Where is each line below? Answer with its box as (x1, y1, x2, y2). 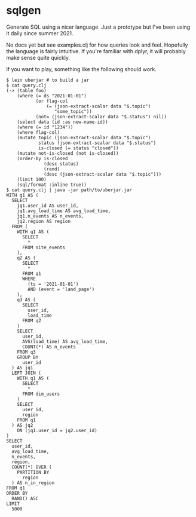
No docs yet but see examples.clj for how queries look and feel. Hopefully (6, 41, 188, 48)
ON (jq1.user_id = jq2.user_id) (17, 427, 97, 433)
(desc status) (44, 161, 79, 167)
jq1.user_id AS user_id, (17, 203, 79, 209)
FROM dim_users (22, 391, 60, 397)
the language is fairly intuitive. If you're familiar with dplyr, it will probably (6, 47, 186, 54)
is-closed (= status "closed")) (38, 145, 119, 151)
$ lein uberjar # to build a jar (6, 77, 90, 83)
